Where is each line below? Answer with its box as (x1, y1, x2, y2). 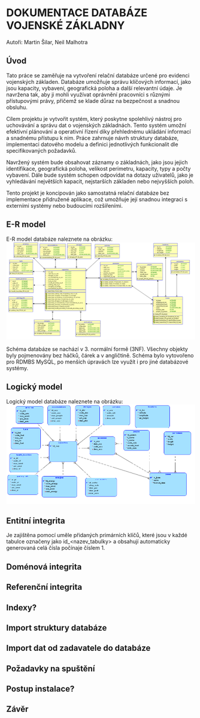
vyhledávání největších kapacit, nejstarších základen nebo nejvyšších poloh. (6, 177, 195, 185)
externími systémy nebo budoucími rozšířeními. (6, 202, 123, 209)
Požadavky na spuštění (6, 664, 95, 674)
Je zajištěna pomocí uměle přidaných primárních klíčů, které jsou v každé (6, 532, 187, 539)
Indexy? (6, 602, 37, 613)
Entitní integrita (6, 516, 65, 526)
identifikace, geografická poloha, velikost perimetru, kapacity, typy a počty (6, 165, 191, 172)
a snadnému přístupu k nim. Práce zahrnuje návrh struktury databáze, (6, 134, 179, 141)
